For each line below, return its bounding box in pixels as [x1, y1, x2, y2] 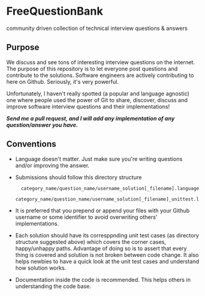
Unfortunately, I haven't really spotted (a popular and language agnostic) [6, 90, 190, 97]
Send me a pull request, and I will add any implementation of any [6, 114, 175, 122]
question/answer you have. [6, 121, 78, 128]
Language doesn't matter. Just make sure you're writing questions [15, 155, 183, 163]
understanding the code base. [15, 283, 92, 290]
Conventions [6, 139, 57, 149]
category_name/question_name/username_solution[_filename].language [21, 185, 199, 191]
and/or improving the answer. [15, 161, 90, 169]
